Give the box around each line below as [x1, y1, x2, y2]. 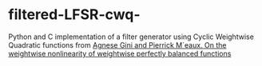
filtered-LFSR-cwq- [8, 6, 141, 24]
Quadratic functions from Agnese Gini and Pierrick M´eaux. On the [8, 40, 227, 49]
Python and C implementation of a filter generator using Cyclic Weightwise [8, 32, 254, 41]
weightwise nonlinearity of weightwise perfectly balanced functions [8, 49, 232, 58]
